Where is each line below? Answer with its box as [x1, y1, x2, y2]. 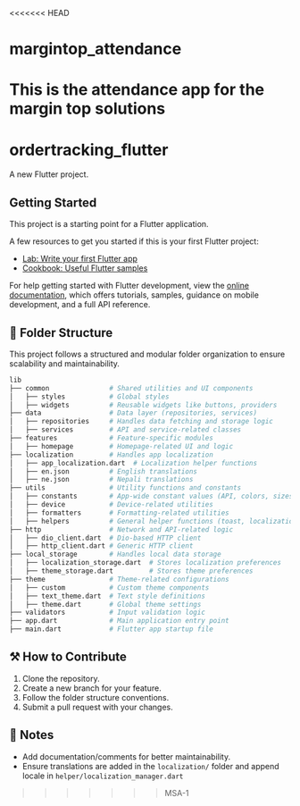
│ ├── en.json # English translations [9, 466, 198, 476]
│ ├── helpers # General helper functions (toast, [9, 516, 246, 525]
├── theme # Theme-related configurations [9, 575, 229, 584]
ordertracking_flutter [9, 139, 169, 160]
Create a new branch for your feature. [21, 683, 162, 693]
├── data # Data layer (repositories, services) [9, 408, 257, 418]
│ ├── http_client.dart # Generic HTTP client [9, 542, 194, 550]
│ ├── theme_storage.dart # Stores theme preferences [9, 567, 254, 575]
